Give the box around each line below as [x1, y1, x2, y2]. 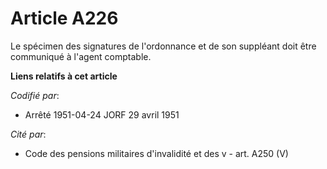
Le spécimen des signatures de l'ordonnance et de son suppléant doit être [10, 40, 317, 52]
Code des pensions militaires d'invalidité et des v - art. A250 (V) [24, 147, 289, 159]
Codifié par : [10, 89, 60, 101]
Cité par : [10, 128, 47, 140]
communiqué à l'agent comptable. [10, 50, 152, 62]
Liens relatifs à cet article [10, 70, 118, 82]
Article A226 [10, 7, 119, 30]
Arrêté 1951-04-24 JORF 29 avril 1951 [24, 108, 180, 121]
